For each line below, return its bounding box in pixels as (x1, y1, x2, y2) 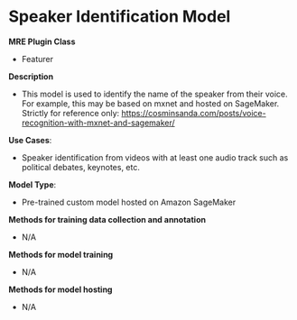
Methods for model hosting (8, 284, 113, 295)
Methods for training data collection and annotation (8, 214, 207, 224)
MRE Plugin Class (8, 36, 76, 47)
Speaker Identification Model (8, 6, 231, 27)
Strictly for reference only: (21, 107, 120, 118)
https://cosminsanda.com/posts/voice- (121, 107, 267, 118)
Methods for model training (8, 249, 114, 260)
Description (8, 70, 54, 82)
